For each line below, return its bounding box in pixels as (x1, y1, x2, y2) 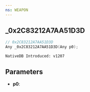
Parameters (5, 67, 43, 76)
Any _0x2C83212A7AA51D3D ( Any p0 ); (5, 44, 79, 50)
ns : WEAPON (5, 7, 28, 13)
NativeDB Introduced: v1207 (5, 54, 65, 59)
